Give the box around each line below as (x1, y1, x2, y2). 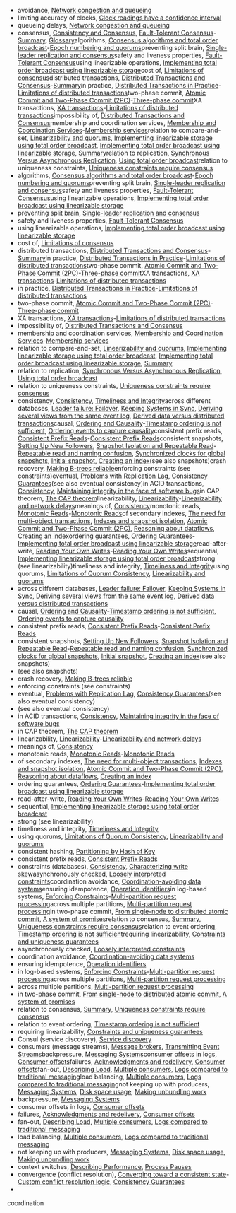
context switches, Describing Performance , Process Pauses (17, 1163, 192, 1171)
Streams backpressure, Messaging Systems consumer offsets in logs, (17, 1050, 217, 1058)
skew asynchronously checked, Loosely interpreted (17, 869, 166, 878)
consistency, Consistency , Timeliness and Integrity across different (17, 397, 211, 405)
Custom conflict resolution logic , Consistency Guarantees (17, 1178, 185, 1186)
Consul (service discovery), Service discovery (17, 1035, 152, 1043)
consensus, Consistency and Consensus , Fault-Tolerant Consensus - (17, 28, 217, 37)
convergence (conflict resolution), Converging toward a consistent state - (17, 1170, 230, 1178)
